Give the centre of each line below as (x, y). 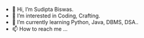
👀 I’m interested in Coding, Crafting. (56, 16)
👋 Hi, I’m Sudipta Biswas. (43, 9)
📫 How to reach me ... (40, 29)
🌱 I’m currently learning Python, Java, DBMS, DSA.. (75, 22)
